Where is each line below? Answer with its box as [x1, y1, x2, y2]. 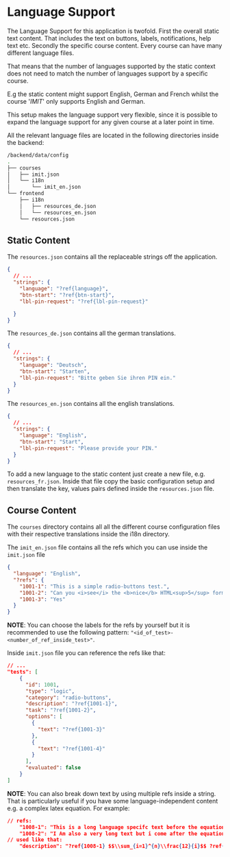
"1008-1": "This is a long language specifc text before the [19, 823, 198, 831]
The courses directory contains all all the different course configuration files [7, 523, 220, 531]
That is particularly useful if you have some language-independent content [7, 797, 218, 805]
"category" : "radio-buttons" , [25, 694, 112, 701]
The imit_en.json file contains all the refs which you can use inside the [7, 543, 208, 551]
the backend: [7, 138, 44, 146]
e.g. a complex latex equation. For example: [7, 804, 130, 812]
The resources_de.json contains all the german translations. [7, 329, 177, 337]
